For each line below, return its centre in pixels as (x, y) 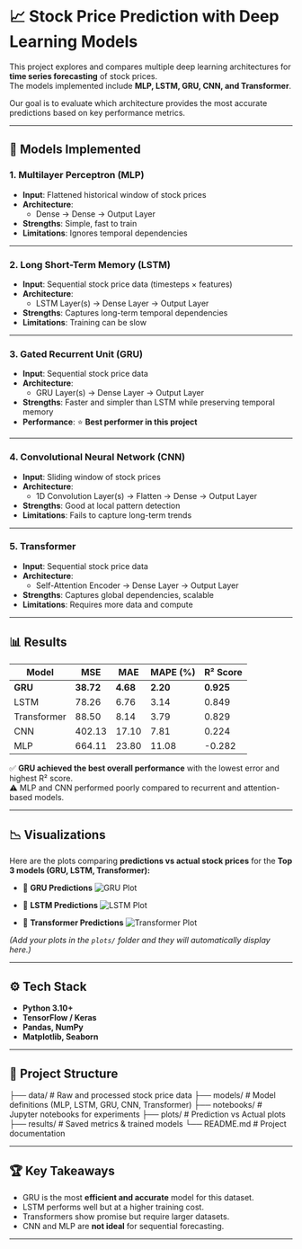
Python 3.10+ (48, 1008)
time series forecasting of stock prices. (84, 76)
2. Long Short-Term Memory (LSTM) (90, 264)
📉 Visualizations (58, 835)
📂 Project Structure (64, 1073)
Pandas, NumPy (53, 1027)
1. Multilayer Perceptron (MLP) (77, 175)
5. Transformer (43, 547)
